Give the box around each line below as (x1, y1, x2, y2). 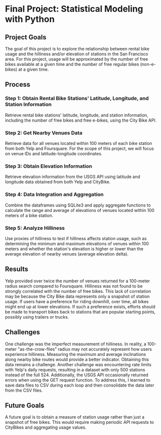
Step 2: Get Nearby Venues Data (5, 129, 83, 136)
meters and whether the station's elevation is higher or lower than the (5, 246, 144, 252)
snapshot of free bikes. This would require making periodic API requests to (5, 419, 154, 425)
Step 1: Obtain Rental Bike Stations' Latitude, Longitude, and (5, 95, 149, 102)
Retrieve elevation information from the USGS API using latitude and (5, 174, 140, 180)
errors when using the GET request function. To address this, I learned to (5, 377, 151, 383)
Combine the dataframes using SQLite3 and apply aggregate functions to (5, 202, 151, 208)
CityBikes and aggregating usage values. (5, 424, 87, 430)
